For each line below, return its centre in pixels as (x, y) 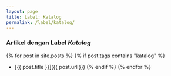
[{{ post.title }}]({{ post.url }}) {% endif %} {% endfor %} (83, 67)
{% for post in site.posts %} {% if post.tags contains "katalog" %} (86, 56)
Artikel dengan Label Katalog (48, 43)
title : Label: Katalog (34, 17)
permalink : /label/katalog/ (41, 22)
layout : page (22, 11)
